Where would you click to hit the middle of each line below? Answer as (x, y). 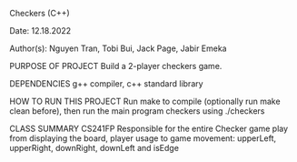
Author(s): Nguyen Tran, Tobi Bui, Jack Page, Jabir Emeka (118, 48)
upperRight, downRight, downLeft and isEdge (94, 148)
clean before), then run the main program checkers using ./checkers (137, 111)
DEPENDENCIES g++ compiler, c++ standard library (106, 84)
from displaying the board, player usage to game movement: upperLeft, (143, 138)
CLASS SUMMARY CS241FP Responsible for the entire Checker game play (149, 128)
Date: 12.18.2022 (40, 30)
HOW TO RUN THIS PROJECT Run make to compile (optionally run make (145, 101)
